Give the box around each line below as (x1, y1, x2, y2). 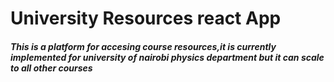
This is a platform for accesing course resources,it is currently (10, 40, 277, 52)
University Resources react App (10, 7, 282, 30)
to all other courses (10, 62, 93, 74)
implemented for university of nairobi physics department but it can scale (10, 51, 325, 63)
